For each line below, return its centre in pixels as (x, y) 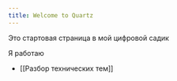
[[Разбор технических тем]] (66, 68)
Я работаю (26, 53)
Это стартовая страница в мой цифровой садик (89, 38)
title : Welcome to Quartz (51, 15)
